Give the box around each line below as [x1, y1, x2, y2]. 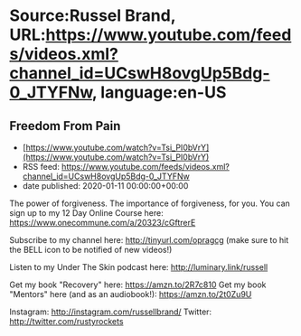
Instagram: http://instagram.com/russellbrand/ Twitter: [9, 306, 212, 317]
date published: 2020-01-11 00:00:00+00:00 [22, 181, 189, 191]
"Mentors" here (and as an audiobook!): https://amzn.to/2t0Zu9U [9, 289, 252, 299]
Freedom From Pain [9, 118, 121, 134]
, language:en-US [91, 82, 227, 103]
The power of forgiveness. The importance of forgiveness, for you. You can [9, 198, 291, 209]
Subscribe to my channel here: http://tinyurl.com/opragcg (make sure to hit [9, 235, 289, 245]
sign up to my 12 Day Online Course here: [9, 208, 165, 218]
